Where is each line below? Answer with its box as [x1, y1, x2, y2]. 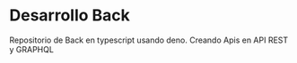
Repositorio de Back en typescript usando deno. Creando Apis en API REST [9, 35, 289, 45]
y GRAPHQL [9, 43, 54, 54]
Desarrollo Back [9, 5, 130, 26]
